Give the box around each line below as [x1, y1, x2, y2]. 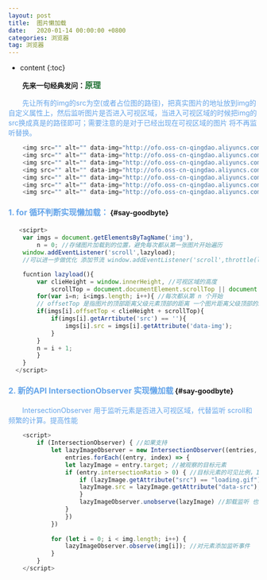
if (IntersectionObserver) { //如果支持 [37, 439, 168, 447]
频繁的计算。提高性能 [8, 416, 78, 425]
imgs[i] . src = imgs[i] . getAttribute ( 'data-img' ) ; [64, 322, 233, 330]
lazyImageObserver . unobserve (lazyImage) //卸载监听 [79, 498, 250, 506]
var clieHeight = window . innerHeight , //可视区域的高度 [37, 277, 217, 286]
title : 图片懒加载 [8, 19, 67, 27]
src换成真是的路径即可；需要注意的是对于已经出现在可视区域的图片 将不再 [8, 118, 250, 128]
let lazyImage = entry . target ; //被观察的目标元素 [64, 461, 226, 469]
